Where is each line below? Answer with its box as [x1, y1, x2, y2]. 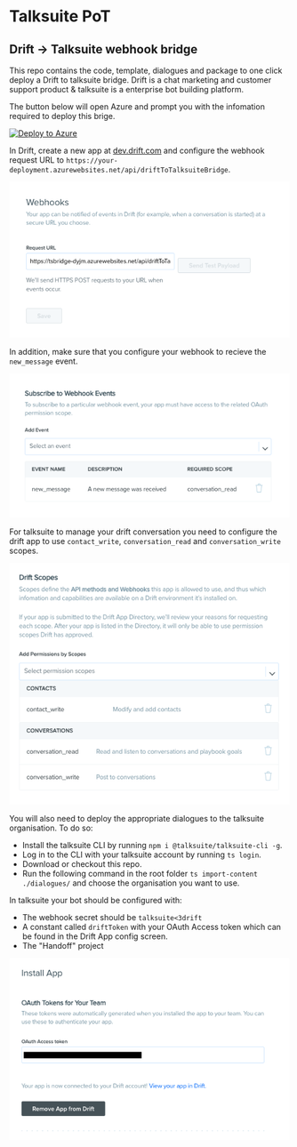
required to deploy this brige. [9, 111, 116, 121]
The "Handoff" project [21, 940, 104, 950]
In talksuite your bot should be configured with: [9, 894, 182, 905]
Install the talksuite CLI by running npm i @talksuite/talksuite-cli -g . [21, 839, 283, 850]
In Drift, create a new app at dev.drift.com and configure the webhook [9, 145, 265, 156]
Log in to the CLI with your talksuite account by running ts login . [21, 849, 262, 860]
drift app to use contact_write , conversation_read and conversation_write [9, 535, 282, 546]
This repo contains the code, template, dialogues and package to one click [9, 65, 283, 76]
